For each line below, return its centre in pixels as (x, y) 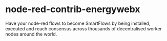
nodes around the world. (31, 34)
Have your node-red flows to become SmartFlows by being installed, (78, 23)
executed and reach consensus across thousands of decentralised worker (84, 28)
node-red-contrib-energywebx (73, 9)
